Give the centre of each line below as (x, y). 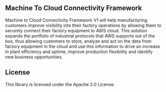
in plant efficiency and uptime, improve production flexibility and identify (79, 51)
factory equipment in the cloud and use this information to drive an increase (83, 46)
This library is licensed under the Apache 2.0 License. (60, 84)
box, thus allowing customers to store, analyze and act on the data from (79, 41)
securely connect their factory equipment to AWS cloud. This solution (76, 30)
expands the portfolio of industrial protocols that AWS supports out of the (80, 36)
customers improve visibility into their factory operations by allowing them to (83, 25)
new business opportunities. (34, 57)
